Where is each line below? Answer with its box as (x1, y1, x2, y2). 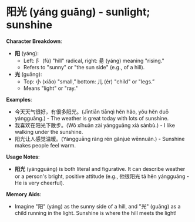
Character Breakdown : (6, 38, 63, 45)
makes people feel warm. (14, 142, 76, 149)
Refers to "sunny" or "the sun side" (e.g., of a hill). (23, 63, 145, 70)
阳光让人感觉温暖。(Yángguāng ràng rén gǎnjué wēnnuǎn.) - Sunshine (14, 135, 185, 142)
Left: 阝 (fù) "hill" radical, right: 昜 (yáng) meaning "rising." (23, 57, 164, 64)
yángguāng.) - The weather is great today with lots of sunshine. (14, 115, 169, 122)
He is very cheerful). (14, 179, 65, 186)
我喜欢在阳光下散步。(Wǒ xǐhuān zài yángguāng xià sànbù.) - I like (14, 122, 175, 129)
